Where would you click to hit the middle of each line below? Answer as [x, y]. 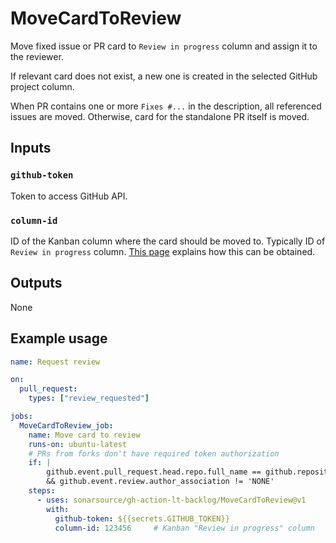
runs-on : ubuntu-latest [78, 444]
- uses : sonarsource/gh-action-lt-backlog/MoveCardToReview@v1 [171, 500]
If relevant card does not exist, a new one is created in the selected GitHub [164, 76]
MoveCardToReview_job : [66, 425]
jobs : [21, 417]
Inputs [31, 148]
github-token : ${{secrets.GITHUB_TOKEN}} [142, 518]
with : [58, 509]
